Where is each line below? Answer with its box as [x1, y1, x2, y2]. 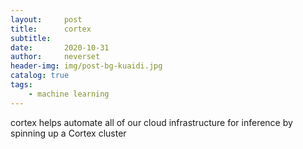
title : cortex [10, 24, 92, 34]
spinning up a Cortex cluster [10, 127, 127, 139]
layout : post [10, 14, 83, 25]
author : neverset [10, 52, 101, 62]
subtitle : [10, 33, 52, 43]
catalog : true [10, 71, 70, 81]
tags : [10, 80, 33, 90]
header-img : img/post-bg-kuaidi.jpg [10, 61, 163, 71]
